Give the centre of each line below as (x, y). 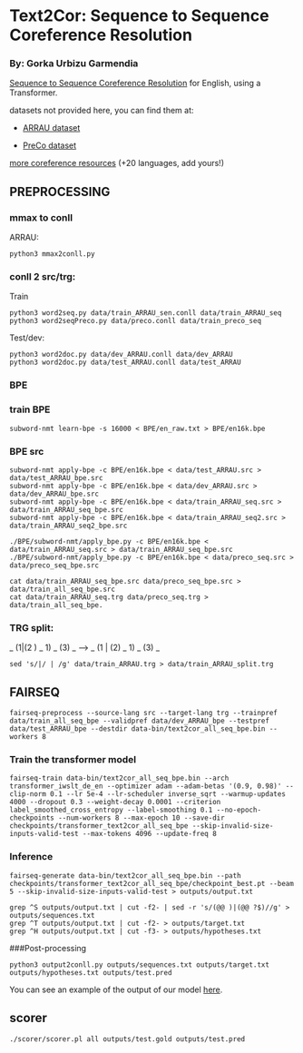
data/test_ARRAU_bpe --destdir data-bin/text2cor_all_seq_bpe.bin (137, 729)
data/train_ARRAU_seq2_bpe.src (68, 526)
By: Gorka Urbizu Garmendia (74, 64)
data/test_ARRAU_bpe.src (56, 477)
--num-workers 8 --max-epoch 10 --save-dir (141, 818)
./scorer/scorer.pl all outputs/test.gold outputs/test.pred (127, 1039)
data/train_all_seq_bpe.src (63, 589)
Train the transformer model (73, 760)
